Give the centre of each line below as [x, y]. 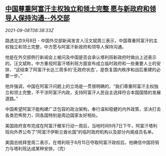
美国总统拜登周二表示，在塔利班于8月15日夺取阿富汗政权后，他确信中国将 [80, 142]
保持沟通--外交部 [44, 18]
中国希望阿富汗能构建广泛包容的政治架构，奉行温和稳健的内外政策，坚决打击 [83, 109]
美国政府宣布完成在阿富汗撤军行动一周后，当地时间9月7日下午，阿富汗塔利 [81, 125]
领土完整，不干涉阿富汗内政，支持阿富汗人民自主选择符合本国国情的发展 [87, 92]
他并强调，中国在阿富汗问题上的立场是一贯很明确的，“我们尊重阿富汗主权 [80, 86]
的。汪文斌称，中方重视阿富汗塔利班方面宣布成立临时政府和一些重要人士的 [81, 63]
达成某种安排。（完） [47, 148]
